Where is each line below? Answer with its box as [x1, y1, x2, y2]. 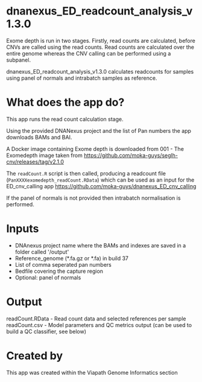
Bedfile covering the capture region [14, 267, 104, 275]
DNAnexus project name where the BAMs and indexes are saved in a [14, 241, 186, 249]
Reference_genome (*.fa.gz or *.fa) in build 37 [14, 255, 128, 262]
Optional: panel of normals [14, 273, 81, 281]
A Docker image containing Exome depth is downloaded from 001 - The [6, 145, 184, 152]
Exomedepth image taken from [6, 151, 83, 159]
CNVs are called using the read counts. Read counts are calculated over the [6, 43, 195, 51]
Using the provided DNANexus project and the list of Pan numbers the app [6, 127, 192, 134]
